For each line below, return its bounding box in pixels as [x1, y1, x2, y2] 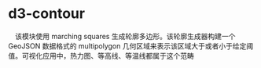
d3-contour [8, 5, 85, 23]
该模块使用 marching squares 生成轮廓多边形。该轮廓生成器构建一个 [15, 31, 236, 41]
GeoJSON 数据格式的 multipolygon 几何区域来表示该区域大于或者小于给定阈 [8, 41, 254, 51]
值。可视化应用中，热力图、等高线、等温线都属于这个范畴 [8, 51, 194, 60]
